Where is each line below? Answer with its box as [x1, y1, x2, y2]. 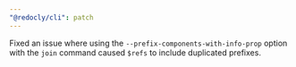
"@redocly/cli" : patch [9, 13, 94, 22]
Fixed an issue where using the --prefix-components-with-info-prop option [9, 38, 288, 48]
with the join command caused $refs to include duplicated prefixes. [9, 46, 262, 58]
